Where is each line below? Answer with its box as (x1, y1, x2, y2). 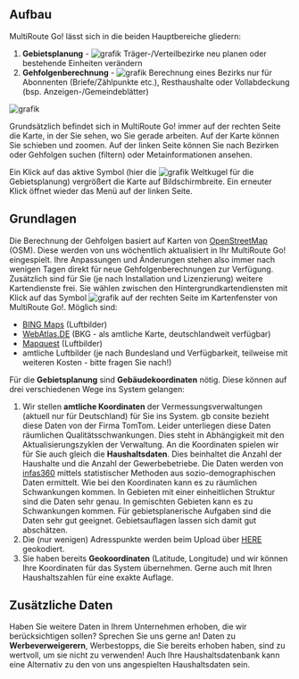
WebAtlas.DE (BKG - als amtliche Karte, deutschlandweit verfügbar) (21, 328, 271, 339)
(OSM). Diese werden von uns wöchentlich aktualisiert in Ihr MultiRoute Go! (9, 245, 287, 256)
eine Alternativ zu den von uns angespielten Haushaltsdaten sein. (9, 659, 250, 670)
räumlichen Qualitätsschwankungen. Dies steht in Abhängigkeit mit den (21, 429, 285, 440)
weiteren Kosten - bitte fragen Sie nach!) (21, 356, 172, 367)
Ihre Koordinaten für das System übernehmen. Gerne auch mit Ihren (21, 562, 272, 573)
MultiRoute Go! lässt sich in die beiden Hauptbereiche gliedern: (9, 30, 242, 41)
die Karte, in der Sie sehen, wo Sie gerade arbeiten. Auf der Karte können (9, 130, 279, 141)
